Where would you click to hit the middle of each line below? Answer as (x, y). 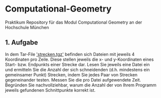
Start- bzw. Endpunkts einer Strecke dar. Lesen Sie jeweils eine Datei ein (77, 64)
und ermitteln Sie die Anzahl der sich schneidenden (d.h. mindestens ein (78, 70)
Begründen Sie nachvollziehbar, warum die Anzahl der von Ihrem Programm (81, 85)
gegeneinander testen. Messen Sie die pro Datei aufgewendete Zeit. (73, 80)
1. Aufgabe (22, 43)
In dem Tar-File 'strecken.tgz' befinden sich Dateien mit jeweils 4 (70, 54)
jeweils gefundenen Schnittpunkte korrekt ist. (50, 90)
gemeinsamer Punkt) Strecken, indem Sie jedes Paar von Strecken (71, 75)
